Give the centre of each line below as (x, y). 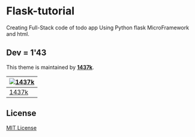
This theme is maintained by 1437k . (50, 67)
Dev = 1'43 (26, 53)
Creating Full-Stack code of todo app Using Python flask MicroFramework (98, 28)
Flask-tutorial (40, 11)
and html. (18, 34)
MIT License (22, 127)
